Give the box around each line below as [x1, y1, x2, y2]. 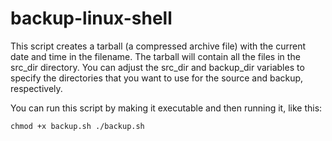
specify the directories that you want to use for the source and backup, [10, 72, 304, 84]
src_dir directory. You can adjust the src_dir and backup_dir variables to [10, 61, 305, 73]
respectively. [10, 82, 63, 94]
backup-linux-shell [10, 7, 173, 30]
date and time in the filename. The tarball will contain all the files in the [10, 50, 301, 62]
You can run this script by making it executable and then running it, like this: [10, 102, 323, 114]
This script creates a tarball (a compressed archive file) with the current [10, 40, 307, 52]
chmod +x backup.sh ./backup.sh [10, 121, 145, 131]
